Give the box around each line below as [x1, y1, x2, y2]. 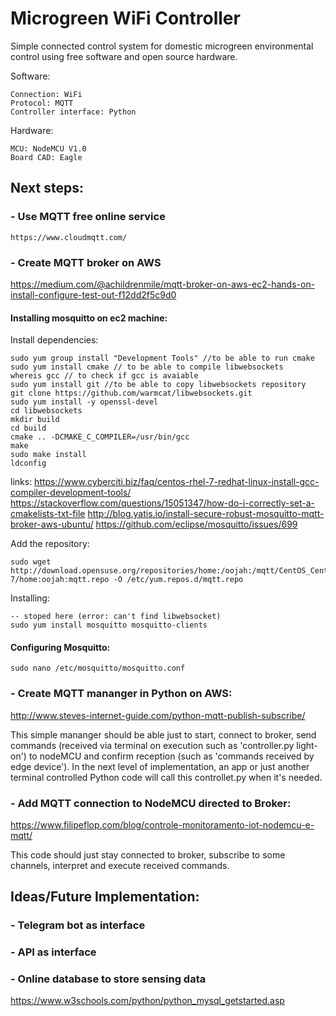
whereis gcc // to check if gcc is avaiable [10, 371, 199, 381]
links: [10, 476, 33, 488]
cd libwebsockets [10, 406, 83, 416]
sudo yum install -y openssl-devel [10, 397, 159, 407]
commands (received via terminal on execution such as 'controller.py [10, 739, 295, 751]
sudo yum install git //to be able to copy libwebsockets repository [10, 380, 307, 390]
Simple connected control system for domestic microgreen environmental [10, 40, 314, 52]
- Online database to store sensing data [10, 972, 207, 986]
